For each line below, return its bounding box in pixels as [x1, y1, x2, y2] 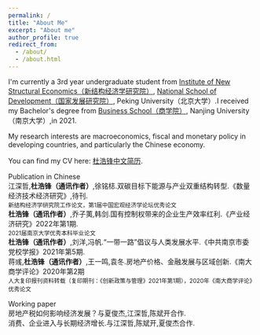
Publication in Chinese [8, 171, 81, 181]
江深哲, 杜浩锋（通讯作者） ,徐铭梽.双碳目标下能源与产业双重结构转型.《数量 [8, 181, 251, 190]
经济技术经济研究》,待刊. [8, 190, 89, 201]
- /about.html [15, 56, 61, 64]
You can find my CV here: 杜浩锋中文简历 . [8, 156, 143, 165]
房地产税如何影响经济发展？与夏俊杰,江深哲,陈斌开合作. [8, 308, 187, 318]
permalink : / [8, 11, 51, 20]
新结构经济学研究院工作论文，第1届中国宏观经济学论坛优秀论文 [8, 201, 177, 209]
